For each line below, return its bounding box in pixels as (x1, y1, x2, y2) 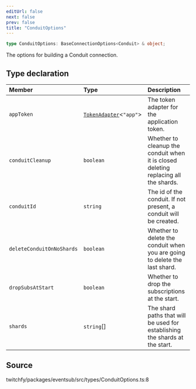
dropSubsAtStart (9, 284, 54, 291)
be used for (148, 318, 179, 326)
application (148, 118, 178, 126)
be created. (148, 217, 179, 225)
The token (148, 95, 176, 104)
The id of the (148, 188, 183, 196)
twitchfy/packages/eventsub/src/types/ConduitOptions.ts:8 (6, 376, 149, 383)
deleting (148, 163, 170, 171)
